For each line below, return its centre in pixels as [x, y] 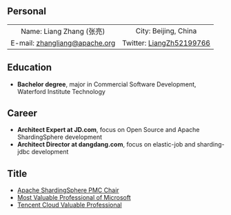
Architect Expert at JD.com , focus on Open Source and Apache [108, 130]
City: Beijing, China [166, 30]
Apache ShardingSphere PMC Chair [68, 190]
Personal [27, 11]
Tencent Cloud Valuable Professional [69, 205]
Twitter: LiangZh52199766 [166, 43]
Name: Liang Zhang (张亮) [63, 31]
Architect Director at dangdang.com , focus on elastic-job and [106, 144]
